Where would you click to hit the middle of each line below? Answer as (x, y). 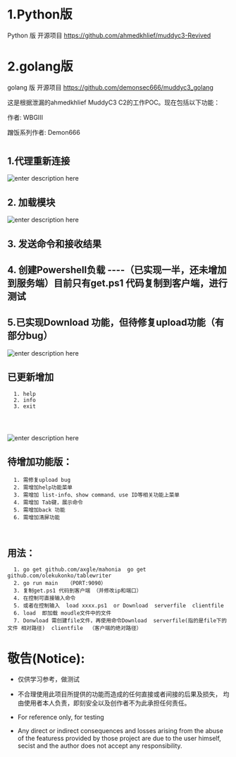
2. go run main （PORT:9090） (60, 583)
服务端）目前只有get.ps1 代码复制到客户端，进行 (122, 283)
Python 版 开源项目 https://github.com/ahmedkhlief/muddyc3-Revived (109, 35)
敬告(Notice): (46, 659)
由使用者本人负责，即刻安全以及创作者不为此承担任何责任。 (104, 703)
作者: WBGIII (25, 117)
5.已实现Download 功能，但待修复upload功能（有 (116, 323)
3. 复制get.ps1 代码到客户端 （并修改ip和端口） (78, 591)
